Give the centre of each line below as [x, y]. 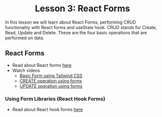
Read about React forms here [42, 65]
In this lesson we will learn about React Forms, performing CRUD [71, 22]
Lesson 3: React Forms [82, 9]
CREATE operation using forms [51, 81]
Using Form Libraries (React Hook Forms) [55, 99]
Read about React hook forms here [47, 110]
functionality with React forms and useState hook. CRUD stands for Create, [81, 27]
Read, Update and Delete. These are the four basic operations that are [76, 32]
